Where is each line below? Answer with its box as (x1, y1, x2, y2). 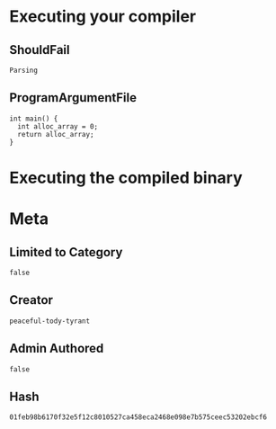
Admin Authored (9, 341, 104, 356)
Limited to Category (9, 245, 123, 260)
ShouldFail (9, 42, 70, 58)
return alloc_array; (17, 130, 94, 139)
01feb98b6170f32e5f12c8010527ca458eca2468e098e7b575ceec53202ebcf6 (9, 413, 268, 422)
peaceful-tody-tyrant (9, 317, 91, 326)
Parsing (9, 66, 39, 75)
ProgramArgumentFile (9, 90, 138, 105)
